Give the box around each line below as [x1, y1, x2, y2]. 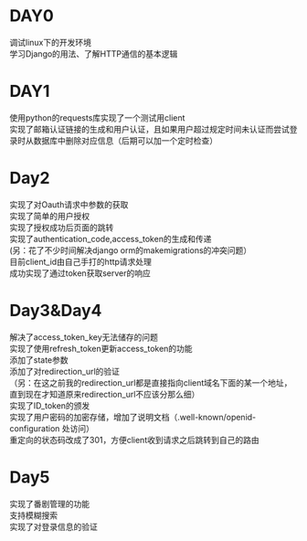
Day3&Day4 [9, 301, 102, 321]
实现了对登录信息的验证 [9, 521, 98, 532]
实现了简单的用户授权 [9, 210, 90, 221]
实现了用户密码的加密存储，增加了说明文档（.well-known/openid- [9, 411, 257, 422]
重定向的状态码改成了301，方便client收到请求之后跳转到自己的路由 [9, 434, 259, 445]
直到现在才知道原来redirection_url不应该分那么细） [9, 388, 200, 399]
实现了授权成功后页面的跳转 [9, 221, 114, 233]
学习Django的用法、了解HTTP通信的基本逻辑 [9, 48, 178, 59]
